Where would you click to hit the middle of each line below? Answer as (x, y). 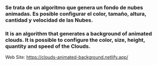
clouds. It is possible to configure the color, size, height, (75, 40)
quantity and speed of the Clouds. (48, 46)
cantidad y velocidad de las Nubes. (49, 20)
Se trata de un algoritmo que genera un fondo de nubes (74, 8)
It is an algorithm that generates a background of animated (79, 33)
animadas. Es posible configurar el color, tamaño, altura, (76, 14)
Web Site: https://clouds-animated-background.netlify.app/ (67, 57)
